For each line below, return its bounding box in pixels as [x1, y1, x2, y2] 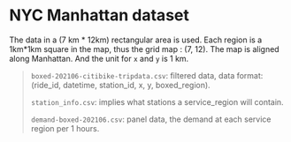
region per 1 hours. [30, 123, 100, 133]
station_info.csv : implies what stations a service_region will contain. [30, 96, 285, 107]
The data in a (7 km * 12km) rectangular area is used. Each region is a [9, 34, 263, 45]
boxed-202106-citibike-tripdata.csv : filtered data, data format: [30, 70, 264, 80]
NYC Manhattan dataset [9, 5, 190, 26]
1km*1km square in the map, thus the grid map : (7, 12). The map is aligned [9, 43, 280, 54]
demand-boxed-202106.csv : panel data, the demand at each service [30, 114, 272, 124]
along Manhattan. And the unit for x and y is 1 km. [9, 53, 189, 64]
